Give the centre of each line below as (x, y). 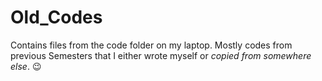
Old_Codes (56, 17)
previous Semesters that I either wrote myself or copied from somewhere (161, 55)
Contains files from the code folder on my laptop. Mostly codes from (151, 45)
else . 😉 (26, 66)
